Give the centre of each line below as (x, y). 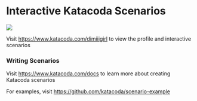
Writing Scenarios (33, 60)
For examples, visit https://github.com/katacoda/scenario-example (88, 91)
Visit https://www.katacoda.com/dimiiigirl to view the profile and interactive (99, 39)
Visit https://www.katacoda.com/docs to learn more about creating (88, 74)
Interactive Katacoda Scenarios (86, 11)
